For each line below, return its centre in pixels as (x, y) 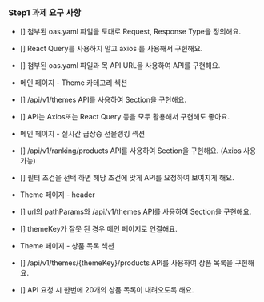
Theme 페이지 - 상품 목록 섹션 (67, 246)
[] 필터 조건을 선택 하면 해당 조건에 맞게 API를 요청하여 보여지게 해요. (127, 178)
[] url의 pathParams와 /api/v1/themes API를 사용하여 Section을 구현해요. (136, 212)
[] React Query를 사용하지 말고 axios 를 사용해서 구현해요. (111, 49)
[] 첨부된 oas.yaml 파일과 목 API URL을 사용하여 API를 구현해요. (120, 66)
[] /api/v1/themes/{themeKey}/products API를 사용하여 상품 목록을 (126, 263)
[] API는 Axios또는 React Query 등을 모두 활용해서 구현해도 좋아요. (125, 117)
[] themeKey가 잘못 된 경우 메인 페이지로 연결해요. (98, 229)
